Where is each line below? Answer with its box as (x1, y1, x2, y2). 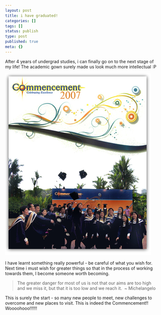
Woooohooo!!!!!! (5, 305, 38, 311)
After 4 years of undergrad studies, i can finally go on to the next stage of (5, 58, 154, 64)
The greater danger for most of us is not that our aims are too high (17, 280, 152, 286)
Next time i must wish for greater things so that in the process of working (5, 265, 153, 271)
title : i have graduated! (5, 13, 58, 18)
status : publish (5, 29, 38, 34)
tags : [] (5, 24, 23, 29)
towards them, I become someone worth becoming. (5, 270, 109, 276)
